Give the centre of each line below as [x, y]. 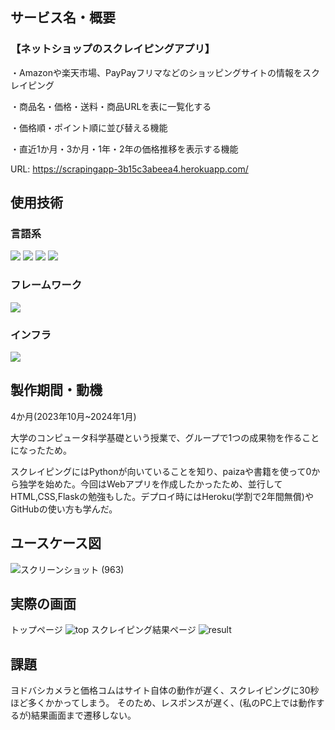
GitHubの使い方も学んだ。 [64, 509]
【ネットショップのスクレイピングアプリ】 [113, 49]
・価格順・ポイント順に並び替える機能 [89, 127]
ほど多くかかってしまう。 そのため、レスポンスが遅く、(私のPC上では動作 [163, 703]
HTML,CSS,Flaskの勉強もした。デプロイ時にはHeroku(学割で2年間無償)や [162, 496]
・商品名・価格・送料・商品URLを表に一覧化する [111, 106]
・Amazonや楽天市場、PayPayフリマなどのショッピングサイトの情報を [156, 72]
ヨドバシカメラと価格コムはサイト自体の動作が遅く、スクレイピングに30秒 [165, 690]
